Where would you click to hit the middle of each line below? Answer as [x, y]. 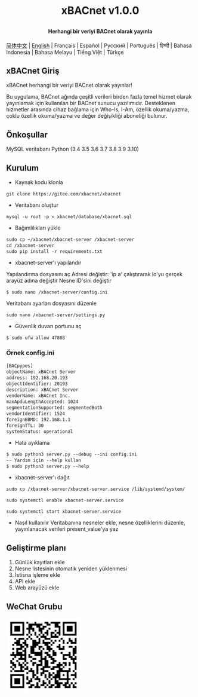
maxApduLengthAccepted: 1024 [42, 402]
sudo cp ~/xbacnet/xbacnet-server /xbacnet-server [70, 240]
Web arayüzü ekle [37, 588]
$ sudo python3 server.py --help [48, 467]
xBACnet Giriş [33, 71]
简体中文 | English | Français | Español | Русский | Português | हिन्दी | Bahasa [99, 45]
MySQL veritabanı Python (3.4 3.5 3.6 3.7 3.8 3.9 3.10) [72, 149]
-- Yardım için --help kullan [44, 461]
